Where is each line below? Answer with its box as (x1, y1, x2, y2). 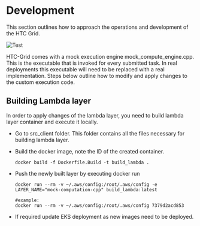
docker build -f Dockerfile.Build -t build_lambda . (14, 159, 150, 165)
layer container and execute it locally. (6, 118, 98, 125)
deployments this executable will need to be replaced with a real (6, 65, 165, 73)
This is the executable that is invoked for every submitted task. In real (6, 59, 178, 67)
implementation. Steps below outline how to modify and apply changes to (6, 72, 187, 79)
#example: (14, 197, 40, 203)
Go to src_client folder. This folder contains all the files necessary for (14, 129, 185, 137)
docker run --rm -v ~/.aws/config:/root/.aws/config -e (14, 181, 157, 188)
